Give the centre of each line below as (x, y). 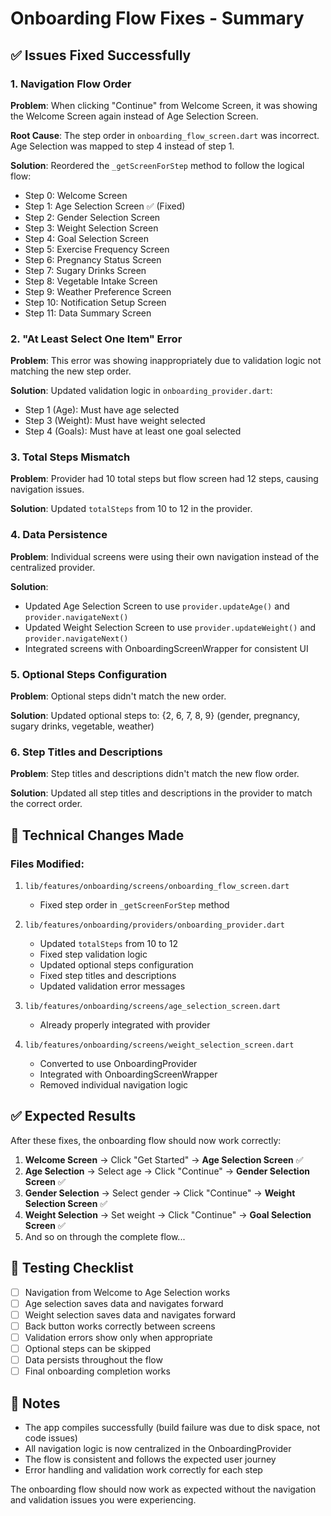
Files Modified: (47, 864)
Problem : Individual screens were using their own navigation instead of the (165, 556)
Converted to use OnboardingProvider (118, 1064)
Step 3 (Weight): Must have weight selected (115, 421)
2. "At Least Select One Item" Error (96, 339)
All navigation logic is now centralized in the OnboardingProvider (158, 1448)
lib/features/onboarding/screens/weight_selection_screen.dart (159, 1045)
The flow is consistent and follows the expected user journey (150, 1459)
